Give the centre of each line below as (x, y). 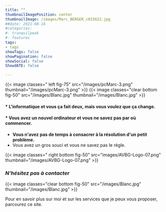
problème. (23, 140)
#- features (17, 38)
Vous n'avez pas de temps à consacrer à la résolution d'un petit (80, 134)
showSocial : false (24, 61)
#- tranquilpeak (22, 33)
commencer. (19, 123)
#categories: (19, 29)
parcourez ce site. (24, 204)
